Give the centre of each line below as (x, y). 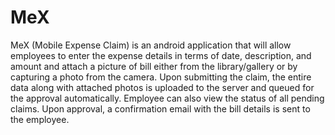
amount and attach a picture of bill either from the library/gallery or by (154, 66)
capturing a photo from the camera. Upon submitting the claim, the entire (161, 77)
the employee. (40, 119)
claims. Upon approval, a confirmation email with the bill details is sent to (160, 108)
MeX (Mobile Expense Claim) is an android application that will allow (151, 45)
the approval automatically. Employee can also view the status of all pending (167, 98)
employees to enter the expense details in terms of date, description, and (161, 55)
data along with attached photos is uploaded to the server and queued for (162, 87)
